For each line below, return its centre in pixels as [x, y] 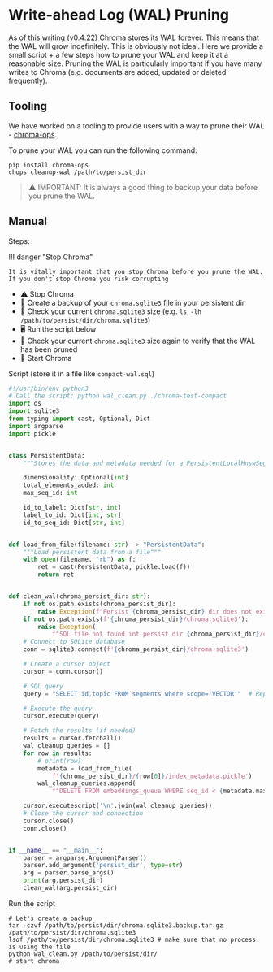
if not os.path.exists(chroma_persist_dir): [100, 604]
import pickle [32, 434]
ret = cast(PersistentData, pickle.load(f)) [114, 567]
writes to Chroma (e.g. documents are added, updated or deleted [117, 72]
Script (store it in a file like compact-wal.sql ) [82, 373]
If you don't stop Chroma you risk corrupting [89, 279]
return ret [56, 575]
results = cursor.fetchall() [72, 738]
